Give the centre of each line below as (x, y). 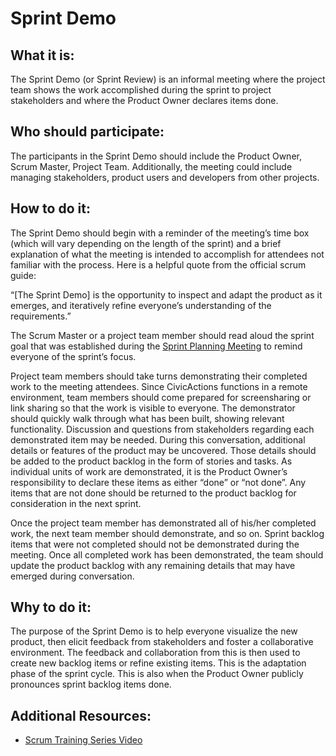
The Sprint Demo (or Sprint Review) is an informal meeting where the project (168, 79)
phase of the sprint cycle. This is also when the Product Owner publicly (157, 674)
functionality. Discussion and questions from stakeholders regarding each (162, 429)
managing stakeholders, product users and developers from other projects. (165, 177)
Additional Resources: (81, 715)
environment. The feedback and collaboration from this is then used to (155, 653)
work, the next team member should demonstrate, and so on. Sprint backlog (167, 533)
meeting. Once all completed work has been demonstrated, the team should (167, 554)
